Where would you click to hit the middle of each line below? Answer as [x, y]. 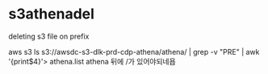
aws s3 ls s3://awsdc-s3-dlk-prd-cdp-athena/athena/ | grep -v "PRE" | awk [134, 51]
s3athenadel [52, 14]
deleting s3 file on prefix [49, 36]
